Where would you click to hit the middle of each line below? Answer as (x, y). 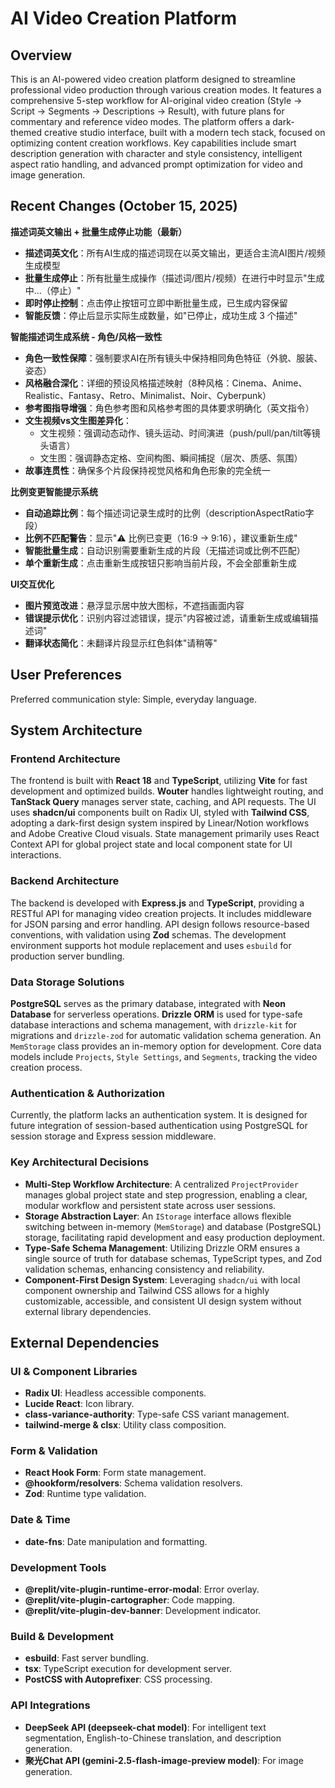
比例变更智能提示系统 (54, 491)
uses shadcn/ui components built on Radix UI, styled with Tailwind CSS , (160, 813)
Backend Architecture (65, 881)
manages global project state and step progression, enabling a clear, (166, 1194)
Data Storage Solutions (67, 982)
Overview (41, 55)
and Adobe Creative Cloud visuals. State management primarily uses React (165, 834)
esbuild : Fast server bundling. (86, 1658)
